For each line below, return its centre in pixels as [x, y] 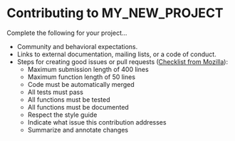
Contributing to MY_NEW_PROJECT [115, 13]
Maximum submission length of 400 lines [88, 69]
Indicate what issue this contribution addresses [97, 122]
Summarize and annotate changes [78, 130]
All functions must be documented [78, 107]
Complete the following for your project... [67, 33]
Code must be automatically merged [81, 84]
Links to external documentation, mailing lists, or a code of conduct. [116, 54]
